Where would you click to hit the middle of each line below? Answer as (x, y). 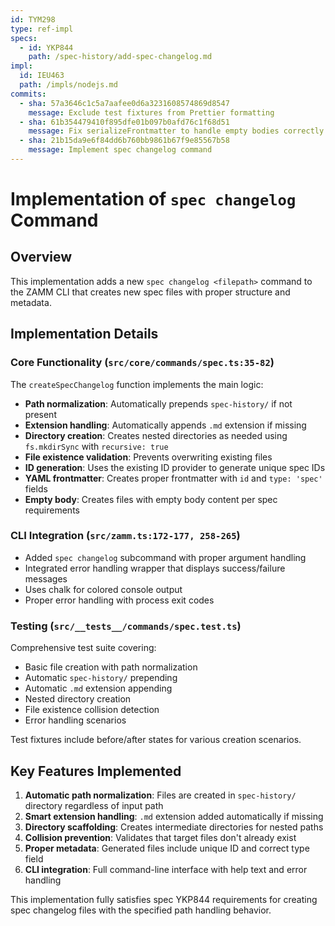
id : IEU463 (42, 76)
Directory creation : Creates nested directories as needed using (156, 435)
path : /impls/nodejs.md (68, 85)
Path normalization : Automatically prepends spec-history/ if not (158, 403)
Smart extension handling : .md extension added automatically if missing (174, 816)
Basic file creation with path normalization (111, 667)
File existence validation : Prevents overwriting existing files (148, 457)
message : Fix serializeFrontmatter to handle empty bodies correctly (176, 131)
